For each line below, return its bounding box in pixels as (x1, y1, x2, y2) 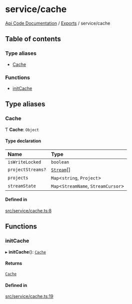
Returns (5, 260, 22, 266)
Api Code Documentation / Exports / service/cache (5, 20, 110, 26)
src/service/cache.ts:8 (5, 208, 51, 214)
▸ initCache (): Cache (5, 249, 46, 255)
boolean (50, 159, 69, 165)
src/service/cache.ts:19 (5, 293, 53, 299)
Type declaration (5, 138, 41, 144)
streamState (7, 183, 36, 189)
